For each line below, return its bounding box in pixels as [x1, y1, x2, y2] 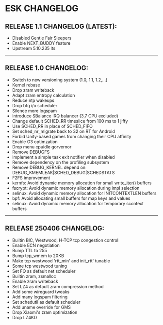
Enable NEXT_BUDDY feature [12, 40, 71, 46]
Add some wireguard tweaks [12, 289, 70, 294]
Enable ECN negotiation [12, 242, 60, 248]
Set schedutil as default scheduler [12, 299, 81, 305]
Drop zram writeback [12, 87, 55, 93]
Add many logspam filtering [12, 294, 68, 300]
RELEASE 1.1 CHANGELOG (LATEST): [5, 22, 117, 31]
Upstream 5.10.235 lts [12, 46, 56, 51]
